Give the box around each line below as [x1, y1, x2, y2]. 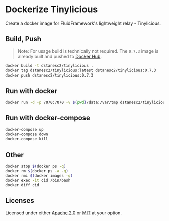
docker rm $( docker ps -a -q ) [5, 169, 69, 174]
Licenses [5, 196, 34, 205]
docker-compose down [5, 132, 49, 137]
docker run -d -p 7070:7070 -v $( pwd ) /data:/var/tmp [5, 100, 118, 105]
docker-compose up [5, 127, 44, 132]
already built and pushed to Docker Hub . [17, 53, 102, 59]
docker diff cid [5, 182, 39, 187]
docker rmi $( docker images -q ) [5, 173, 73, 178]
